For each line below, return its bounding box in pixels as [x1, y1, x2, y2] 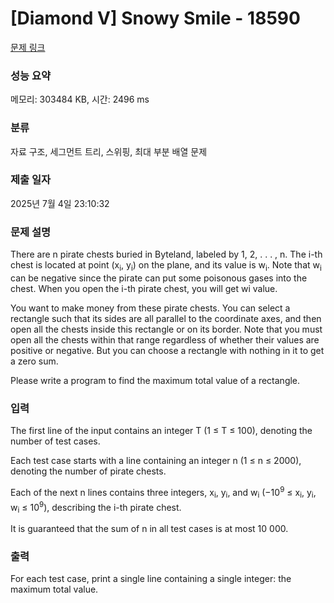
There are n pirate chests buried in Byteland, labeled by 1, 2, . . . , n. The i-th [10, 248, 323, 261]
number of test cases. [10, 435, 101, 447]
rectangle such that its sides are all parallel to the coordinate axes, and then [10, 312, 322, 324]
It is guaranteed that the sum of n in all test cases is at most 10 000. [10, 523, 289, 535]
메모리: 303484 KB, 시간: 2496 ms [10, 93, 150, 106]
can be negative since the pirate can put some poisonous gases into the [10, 272, 308, 284]
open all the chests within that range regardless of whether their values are [10, 333, 320, 346]
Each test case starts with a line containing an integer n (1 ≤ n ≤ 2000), [10, 455, 302, 467]
